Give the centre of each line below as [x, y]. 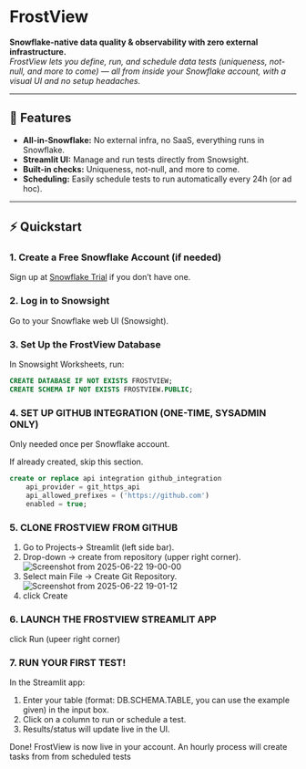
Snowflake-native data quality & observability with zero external [134, 42]
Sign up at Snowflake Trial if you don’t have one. [100, 277]
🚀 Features [41, 118]
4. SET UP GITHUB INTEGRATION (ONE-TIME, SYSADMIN [138, 412]
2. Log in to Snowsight [60, 301]
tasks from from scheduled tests [71, 757]
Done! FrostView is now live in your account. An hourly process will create [148, 747]
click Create [45, 596]
